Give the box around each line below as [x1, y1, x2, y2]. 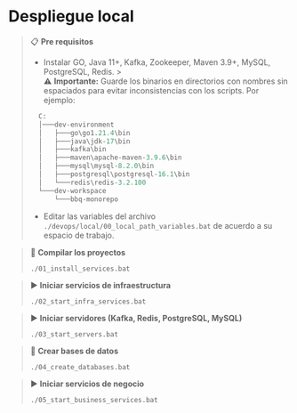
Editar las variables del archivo [43, 211, 157, 222]
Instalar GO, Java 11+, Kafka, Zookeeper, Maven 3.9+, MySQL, [43, 56, 271, 68]
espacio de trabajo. [43, 230, 115, 240]
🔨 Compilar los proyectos [29, 247, 126, 257]
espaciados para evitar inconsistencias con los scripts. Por [43, 85, 260, 95]
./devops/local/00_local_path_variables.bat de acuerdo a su [43, 220, 273, 231]
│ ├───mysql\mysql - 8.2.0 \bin [38, 162, 155, 171]
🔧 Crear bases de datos [29, 345, 119, 356]
